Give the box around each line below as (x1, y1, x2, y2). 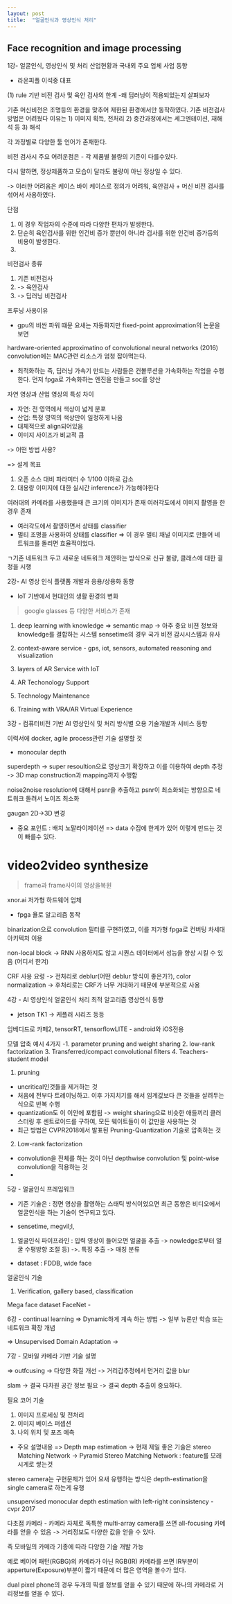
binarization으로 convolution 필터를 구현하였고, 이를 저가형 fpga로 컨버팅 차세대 (7, 925, 225, 933)
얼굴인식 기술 (7, 1273, 43, 1282)
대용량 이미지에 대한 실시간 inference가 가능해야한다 (17, 483, 159, 492)
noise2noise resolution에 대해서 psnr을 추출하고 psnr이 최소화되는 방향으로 (7, 786, 214, 794)
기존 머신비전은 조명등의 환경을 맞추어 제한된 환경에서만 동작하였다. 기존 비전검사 (7, 105, 226, 114)
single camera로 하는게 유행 (7, 1483, 84, 1492)
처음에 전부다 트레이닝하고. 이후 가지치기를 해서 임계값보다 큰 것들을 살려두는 (17, 1092, 225, 1100)
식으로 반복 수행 (17, 1100, 60, 1108)
